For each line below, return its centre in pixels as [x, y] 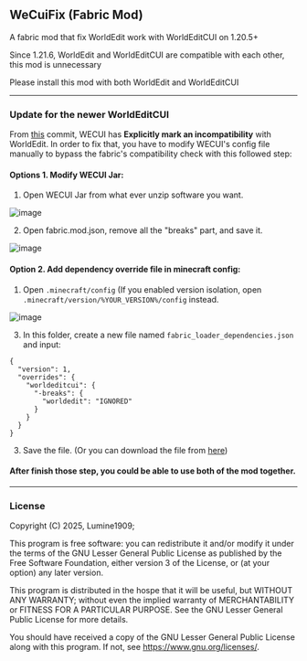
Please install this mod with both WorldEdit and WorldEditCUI [124, 82]
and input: [42, 344]
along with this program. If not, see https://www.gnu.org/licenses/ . [135, 647]
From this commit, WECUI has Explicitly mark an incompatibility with [141, 134]
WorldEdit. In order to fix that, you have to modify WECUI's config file [140, 144]
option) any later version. [56, 573]
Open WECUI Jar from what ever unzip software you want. [133, 195]
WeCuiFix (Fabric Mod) [76, 15]
